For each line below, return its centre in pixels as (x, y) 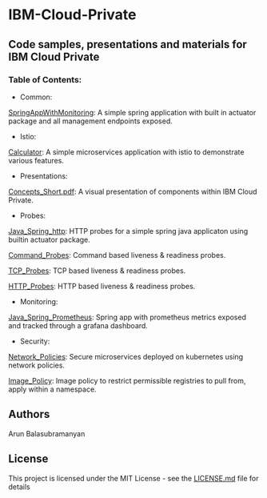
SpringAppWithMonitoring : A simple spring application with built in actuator (132, 112)
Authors (29, 414)
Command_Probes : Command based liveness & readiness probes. (117, 255)
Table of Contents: (45, 79)
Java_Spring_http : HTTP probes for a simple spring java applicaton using (128, 231)
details (19, 487)
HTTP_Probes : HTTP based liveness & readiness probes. (102, 286)
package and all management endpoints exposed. (91, 121)
